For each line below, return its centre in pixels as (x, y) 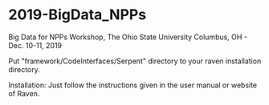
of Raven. (24, 93)
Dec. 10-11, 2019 (35, 45)
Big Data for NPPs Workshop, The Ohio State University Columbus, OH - (128, 37)
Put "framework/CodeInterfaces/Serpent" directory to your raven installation (135, 61)
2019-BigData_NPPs (77, 15)
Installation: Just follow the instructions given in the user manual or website (133, 85)
